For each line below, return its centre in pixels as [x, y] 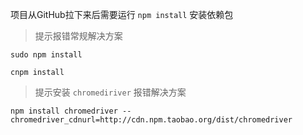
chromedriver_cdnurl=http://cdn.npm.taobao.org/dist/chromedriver [151, 120]
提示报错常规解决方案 [78, 36]
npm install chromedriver [64, 111]
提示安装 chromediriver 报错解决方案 [110, 92]
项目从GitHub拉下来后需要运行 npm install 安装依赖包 [122, 14]
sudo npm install [46, 55]
